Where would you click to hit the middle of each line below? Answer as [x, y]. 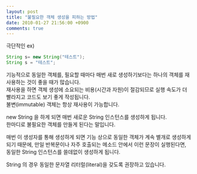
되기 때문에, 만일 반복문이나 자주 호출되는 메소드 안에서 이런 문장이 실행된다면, [96, 144]
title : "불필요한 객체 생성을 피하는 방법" [52, 17]
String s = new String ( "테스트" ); [45, 57]
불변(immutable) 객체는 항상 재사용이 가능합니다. [63, 104]
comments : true [25, 28]
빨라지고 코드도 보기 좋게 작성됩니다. [48, 97]
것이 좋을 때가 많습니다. [54, 82]
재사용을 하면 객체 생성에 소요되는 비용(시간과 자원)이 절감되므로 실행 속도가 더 [97, 89]
